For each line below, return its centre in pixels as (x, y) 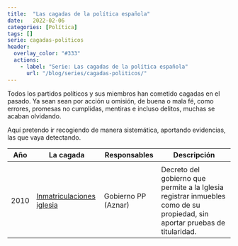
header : (19, 47)
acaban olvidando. (34, 116)
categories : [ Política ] (42, 27)
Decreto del (181, 169)
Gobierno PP (125, 196)
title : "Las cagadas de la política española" (79, 14)
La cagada (67, 155)
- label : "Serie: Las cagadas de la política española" (104, 67)
